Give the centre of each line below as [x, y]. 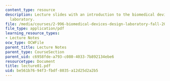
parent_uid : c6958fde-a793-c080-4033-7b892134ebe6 [60, 57]
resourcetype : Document [30, 61]
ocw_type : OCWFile [25, 43]
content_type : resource [30, 10]
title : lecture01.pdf [28, 66]
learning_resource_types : [32, 33]
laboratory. [23, 19]
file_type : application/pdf [35, 29]
